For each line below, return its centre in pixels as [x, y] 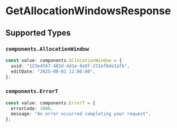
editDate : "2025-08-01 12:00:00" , [53, 71]
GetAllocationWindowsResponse [88, 11]
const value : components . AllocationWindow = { [64, 60]
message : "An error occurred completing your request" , [81, 114]
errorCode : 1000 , [32, 108]
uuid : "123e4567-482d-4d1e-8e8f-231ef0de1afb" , [71, 66]
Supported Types [38, 33]
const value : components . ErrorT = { [50, 103]
